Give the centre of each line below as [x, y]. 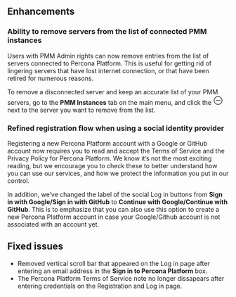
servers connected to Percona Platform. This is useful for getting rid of [110, 63]
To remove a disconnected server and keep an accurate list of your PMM [113, 91]
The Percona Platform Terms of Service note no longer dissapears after [121, 278]
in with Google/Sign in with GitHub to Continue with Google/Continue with [118, 202]
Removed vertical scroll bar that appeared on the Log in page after [114, 263]
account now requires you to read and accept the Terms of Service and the [116, 151]
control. [19, 181]
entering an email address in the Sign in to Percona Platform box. [112, 271]
